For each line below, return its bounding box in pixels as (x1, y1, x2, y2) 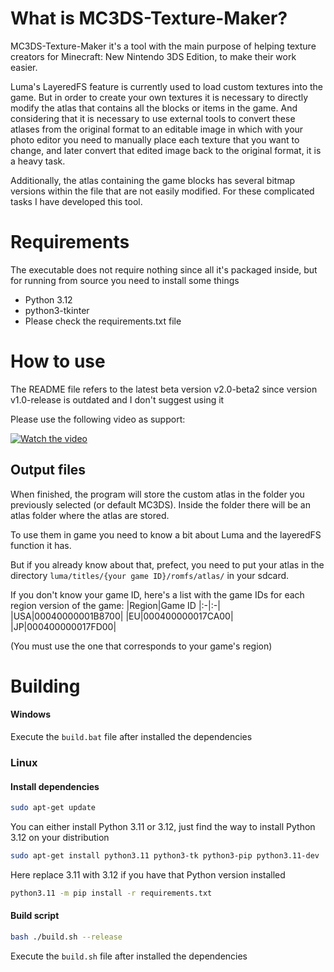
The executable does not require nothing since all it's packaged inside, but (10, 263, 318, 276)
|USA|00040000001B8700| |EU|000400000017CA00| (10, 610, 234, 622)
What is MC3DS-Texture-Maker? (10, 7, 288, 30)
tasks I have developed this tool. (10, 195, 143, 207)
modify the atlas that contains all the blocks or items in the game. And (10, 102, 298, 114)
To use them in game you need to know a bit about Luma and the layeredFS (10, 528, 322, 541)
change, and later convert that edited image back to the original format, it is (10, 144, 322, 156)
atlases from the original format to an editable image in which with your (10, 123, 304, 135)
